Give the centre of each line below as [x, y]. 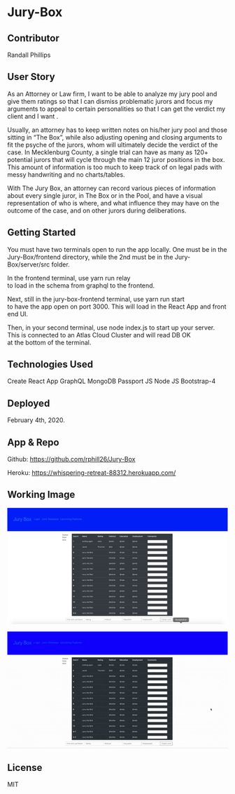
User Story [31, 77]
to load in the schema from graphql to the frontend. [81, 285]
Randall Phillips [29, 55]
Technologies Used [50, 364]
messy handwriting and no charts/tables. [66, 174]
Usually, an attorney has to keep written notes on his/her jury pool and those [117, 130]
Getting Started [42, 233]
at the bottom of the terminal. [49, 342]
